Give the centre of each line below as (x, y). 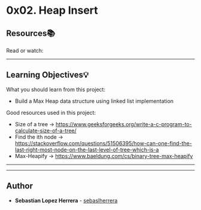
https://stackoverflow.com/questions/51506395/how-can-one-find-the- (103, 143)
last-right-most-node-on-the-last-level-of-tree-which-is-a (87, 150)
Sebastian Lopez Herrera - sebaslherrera (66, 200)
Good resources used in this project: (51, 112)
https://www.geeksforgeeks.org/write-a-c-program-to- (124, 124)
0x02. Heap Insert (52, 10)
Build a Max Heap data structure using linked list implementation (94, 101)
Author (19, 186)
